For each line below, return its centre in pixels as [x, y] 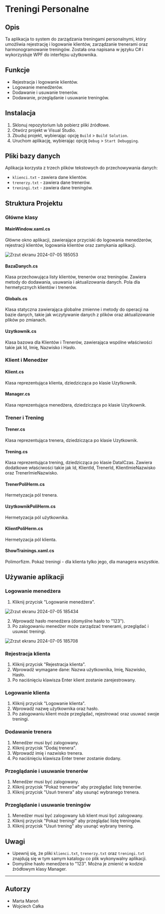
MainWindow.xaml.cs [28, 229]
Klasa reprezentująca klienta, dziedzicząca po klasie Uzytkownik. [71, 383]
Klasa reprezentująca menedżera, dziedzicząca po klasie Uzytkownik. [76, 405]
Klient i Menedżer [27, 360]
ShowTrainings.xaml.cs [30, 551]
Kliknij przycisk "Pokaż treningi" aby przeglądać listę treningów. [77, 821]
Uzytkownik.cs [21, 331]
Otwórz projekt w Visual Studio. [44, 130]
